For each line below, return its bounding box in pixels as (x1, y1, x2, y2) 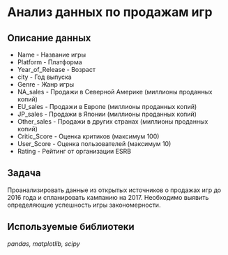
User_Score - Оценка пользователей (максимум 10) (17, 140, 172, 147)
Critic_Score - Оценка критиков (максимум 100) (17, 132, 160, 140)
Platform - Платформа (17, 58, 82, 66)
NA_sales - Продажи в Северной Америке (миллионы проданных (17, 88, 213, 96)
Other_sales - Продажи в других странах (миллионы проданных (17, 117, 208, 126)
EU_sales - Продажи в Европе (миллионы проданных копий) (17, 103, 197, 110)
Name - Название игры (17, 50, 86, 59)
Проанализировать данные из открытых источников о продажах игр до (7, 186, 222, 194)
